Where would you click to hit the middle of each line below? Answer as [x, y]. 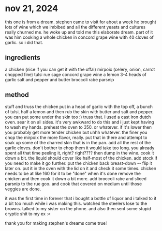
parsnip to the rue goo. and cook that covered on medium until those [74, 184]
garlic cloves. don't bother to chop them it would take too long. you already [80, 148]
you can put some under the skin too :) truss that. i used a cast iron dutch [78, 117]
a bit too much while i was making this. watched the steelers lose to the [76, 203]
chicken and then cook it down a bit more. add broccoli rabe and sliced [76, 178]
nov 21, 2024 [31, 8]
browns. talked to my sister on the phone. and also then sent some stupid [78, 208]
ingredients [23, 58]
